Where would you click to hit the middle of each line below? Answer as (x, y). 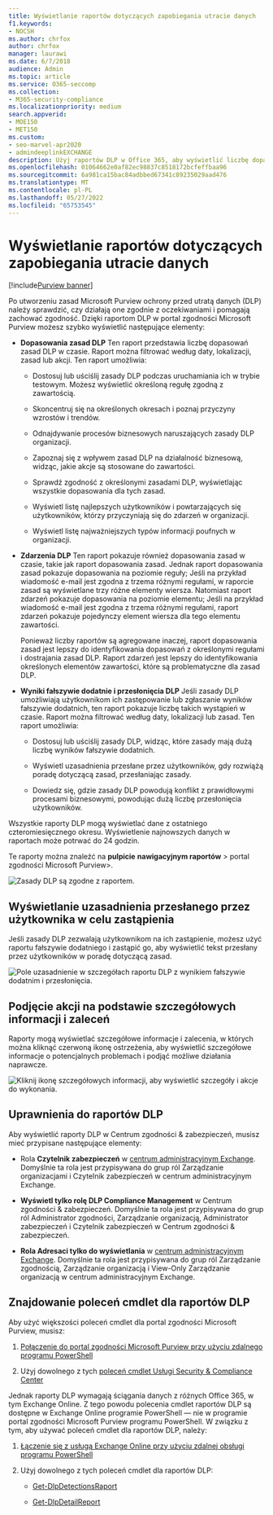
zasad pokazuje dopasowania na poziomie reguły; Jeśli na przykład (133, 573)
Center (32, 1379)
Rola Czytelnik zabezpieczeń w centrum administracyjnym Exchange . (138, 1158)
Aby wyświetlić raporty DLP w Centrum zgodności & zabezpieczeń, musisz (134, 1134)
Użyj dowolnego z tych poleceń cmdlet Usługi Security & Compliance (136, 1371)
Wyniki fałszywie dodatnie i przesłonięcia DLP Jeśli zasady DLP (129, 691)
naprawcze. (28, 1065)
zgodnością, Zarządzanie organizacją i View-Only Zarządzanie (125, 1268)
